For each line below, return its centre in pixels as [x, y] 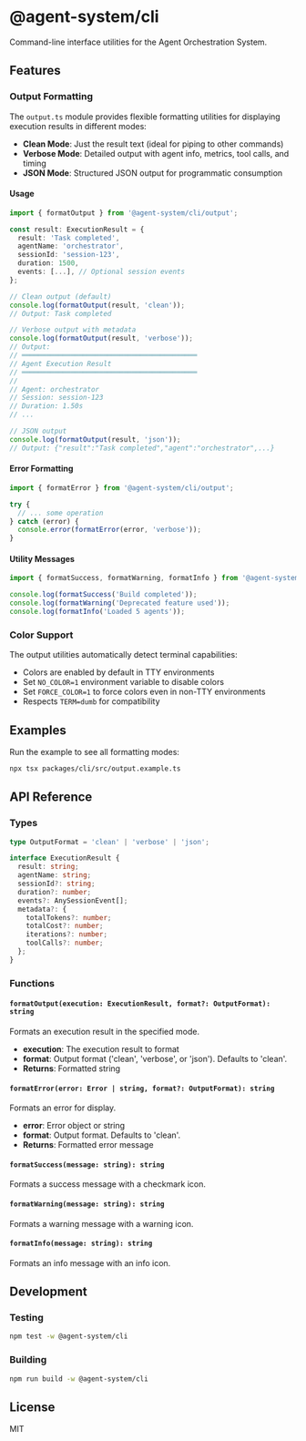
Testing [26, 1318]
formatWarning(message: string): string [87, 1204]
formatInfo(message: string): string [81, 1244]
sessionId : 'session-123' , [69, 255]
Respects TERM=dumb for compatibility [92, 701]
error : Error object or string [74, 1126]
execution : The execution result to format [101, 1048]
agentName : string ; [55, 875]
